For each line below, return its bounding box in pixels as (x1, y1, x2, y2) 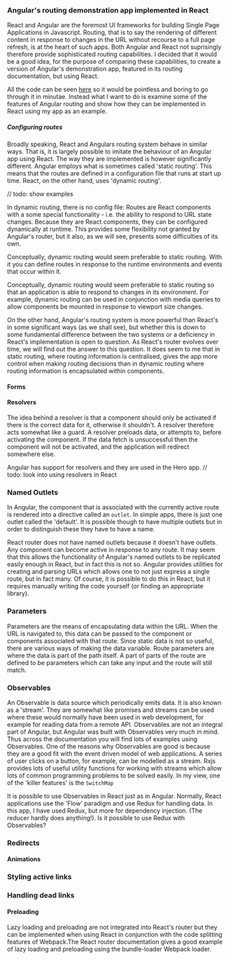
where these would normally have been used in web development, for (7, 712, 204, 721)
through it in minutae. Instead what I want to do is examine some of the (7, 93, 207, 101)
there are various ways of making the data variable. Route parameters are (7, 644, 215, 652)
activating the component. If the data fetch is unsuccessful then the (7, 435, 199, 444)
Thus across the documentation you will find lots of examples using (7, 734, 198, 743)
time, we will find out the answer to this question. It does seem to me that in (7, 345, 220, 353)
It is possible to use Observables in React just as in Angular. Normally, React (7, 791, 222, 800)
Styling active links (7, 872, 72, 882)
